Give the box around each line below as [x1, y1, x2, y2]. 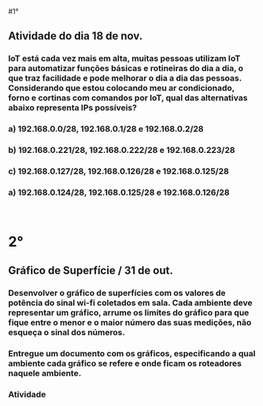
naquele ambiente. [8, 367, 82, 378]
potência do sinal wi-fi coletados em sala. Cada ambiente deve [8, 297, 253, 308]
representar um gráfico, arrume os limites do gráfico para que [8, 307, 250, 318]
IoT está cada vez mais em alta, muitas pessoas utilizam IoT [8, 53, 241, 64]
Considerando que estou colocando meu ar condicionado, [8, 83, 235, 94]
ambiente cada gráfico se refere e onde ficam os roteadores [8, 358, 243, 369]
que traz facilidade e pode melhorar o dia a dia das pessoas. [8, 73, 242, 84]
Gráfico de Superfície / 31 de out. [8, 263, 173, 277]
